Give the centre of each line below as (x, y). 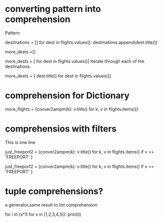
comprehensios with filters (61, 129)
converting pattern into (53, 9)
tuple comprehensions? (54, 191)
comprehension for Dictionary (67, 96)
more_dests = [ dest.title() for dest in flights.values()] (58, 76)
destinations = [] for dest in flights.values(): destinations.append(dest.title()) (81, 42)
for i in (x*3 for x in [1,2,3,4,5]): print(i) (43, 214)
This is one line (20, 142)
